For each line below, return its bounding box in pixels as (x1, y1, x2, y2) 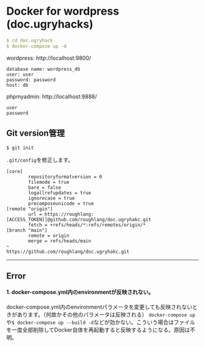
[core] (6, 168, 23, 175)
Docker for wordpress (6, 4, 120, 18)
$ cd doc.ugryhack (6, 37, 53, 43)
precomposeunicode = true (28, 200, 95, 206)
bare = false (28, 184, 62, 191)
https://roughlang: (45, 211, 95, 217)
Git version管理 (6, 128, 65, 139)
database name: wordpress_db (6, 66, 81, 72)
